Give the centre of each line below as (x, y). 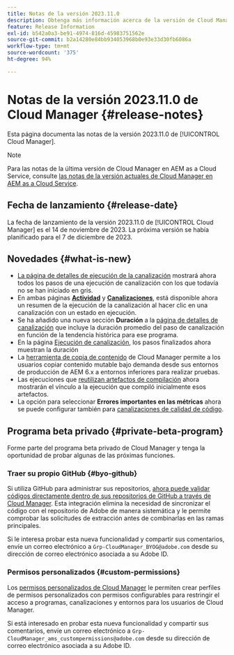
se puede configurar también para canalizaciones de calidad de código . (120, 409)
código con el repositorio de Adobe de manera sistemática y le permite (109, 511)
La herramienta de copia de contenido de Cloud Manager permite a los (119, 358)
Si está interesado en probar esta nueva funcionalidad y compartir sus (108, 623)
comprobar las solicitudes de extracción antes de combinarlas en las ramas (116, 518)
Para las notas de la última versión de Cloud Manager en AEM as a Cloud (112, 168)
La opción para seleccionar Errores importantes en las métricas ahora (119, 402)
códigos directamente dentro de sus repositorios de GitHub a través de (109, 496)
